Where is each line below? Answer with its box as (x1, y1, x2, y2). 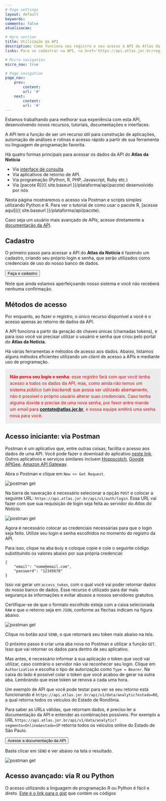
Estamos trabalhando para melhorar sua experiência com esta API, (5, 117, 141, 123)
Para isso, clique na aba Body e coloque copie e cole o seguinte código (5, 545, 149, 551)
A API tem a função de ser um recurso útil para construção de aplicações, (5, 132, 156, 138)
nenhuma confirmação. (5, 286, 53, 292)
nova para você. (9, 413, 43, 419)
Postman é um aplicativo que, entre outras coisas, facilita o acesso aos (5, 445, 150, 451)
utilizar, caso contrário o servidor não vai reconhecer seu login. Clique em (5, 661, 156, 667)
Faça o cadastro (7, 271, 38, 276)
